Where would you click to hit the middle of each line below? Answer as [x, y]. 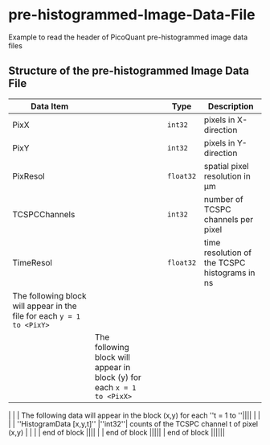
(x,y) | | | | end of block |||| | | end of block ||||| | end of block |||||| [117, 432]
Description [231, 106]
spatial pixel [226, 166]
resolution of [228, 253]
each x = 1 [115, 387]
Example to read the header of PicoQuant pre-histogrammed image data [128, 37]
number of [223, 199]
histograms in [229, 273]
